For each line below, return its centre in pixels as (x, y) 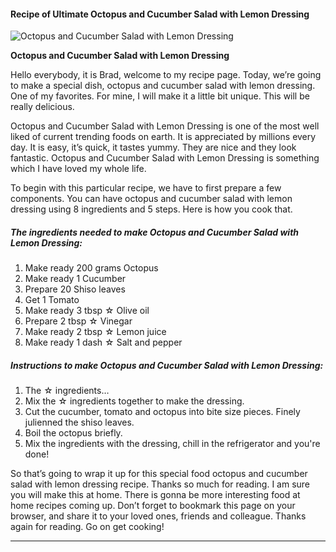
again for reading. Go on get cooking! (87, 527)
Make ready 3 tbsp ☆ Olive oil (87, 311)
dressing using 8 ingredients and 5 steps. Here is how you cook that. (151, 209)
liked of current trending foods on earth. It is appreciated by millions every (163, 137)
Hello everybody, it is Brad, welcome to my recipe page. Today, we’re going (166, 75)
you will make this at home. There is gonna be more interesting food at (155, 495)
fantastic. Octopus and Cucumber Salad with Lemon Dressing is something (165, 158)
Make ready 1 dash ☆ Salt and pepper (103, 342)
